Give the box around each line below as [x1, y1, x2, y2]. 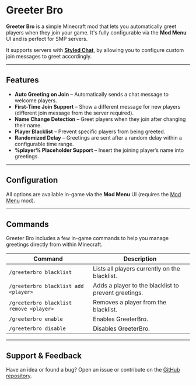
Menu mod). [6, 197, 36, 204]
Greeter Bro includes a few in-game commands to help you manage [6, 235, 169, 242]
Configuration [6, 175, 58, 185]
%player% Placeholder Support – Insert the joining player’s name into [14, 147, 184, 154]
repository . [6, 372, 32, 380]
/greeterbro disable [9, 325, 66, 332]
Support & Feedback [6, 351, 82, 360]
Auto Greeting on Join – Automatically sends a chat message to [14, 91, 169, 98]
